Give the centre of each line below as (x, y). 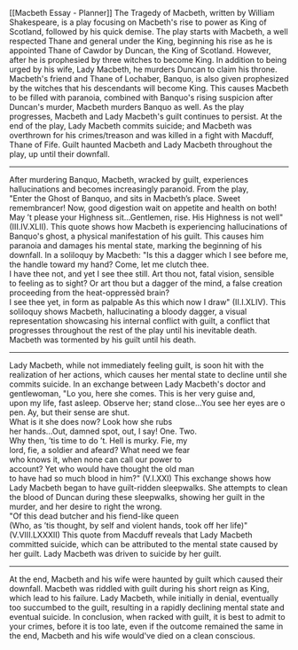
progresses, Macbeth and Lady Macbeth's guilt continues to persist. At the (146, 116)
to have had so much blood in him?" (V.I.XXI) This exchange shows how (140, 478)
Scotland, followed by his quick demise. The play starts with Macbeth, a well (149, 31)
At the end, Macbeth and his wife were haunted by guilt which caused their (146, 579)
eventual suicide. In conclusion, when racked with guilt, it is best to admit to (147, 617)
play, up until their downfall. (60, 154)
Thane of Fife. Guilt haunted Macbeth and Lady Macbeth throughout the (141, 145)
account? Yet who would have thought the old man (102, 469)
